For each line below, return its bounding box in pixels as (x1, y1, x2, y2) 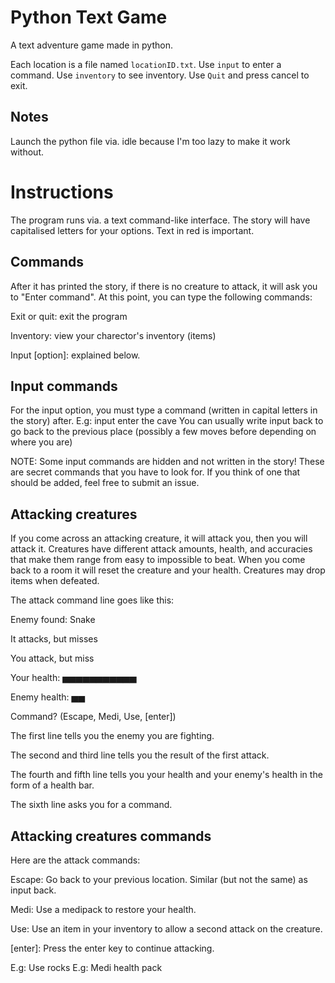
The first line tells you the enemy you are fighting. (10, 730, 215, 742)
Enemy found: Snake (10, 614, 96, 626)
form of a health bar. (10, 779, 95, 791)
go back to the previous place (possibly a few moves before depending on (10, 426, 317, 438)
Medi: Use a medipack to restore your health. (10, 903, 197, 915)
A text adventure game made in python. (10, 39, 173, 51)
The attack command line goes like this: (10, 594, 175, 606)
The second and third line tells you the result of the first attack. (10, 749, 270, 761)
